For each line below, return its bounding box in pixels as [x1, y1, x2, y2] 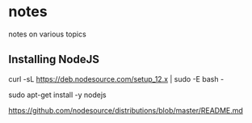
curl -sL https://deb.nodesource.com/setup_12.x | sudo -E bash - [8, 74, 225, 83]
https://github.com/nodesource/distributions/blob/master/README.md [8, 105, 244, 115]
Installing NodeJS [8, 53, 99, 66]
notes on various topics [8, 29, 86, 39]
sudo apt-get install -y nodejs [8, 90, 107, 100]
